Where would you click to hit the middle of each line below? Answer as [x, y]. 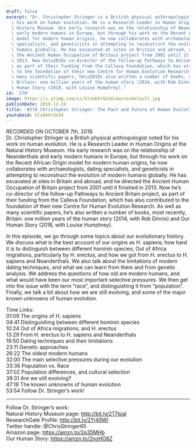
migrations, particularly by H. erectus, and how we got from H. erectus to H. [97, 255]
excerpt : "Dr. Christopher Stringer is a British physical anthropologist [99, 17]
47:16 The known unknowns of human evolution [64, 385]
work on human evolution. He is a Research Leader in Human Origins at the [96, 144]
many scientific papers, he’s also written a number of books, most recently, [96, 213]
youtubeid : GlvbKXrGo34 [35, 115]
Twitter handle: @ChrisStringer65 [46, 426]
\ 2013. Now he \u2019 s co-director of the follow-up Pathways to [92, 60]
